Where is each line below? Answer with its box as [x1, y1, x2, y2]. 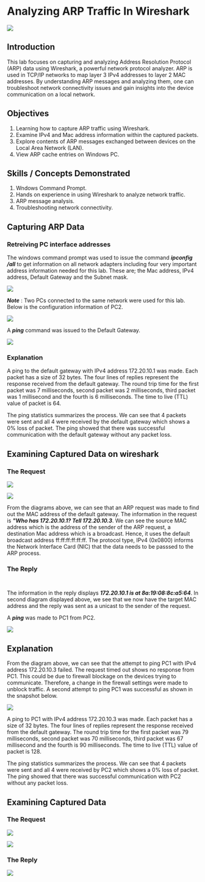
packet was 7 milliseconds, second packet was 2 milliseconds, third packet [7, 387, 196, 394]
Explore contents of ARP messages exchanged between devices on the [15, 138, 196, 145]
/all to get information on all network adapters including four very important [7, 261, 197, 268]
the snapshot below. [7, 692, 58, 700]
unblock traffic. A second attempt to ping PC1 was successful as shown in [7, 686, 193, 693]
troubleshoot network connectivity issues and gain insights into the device [7, 84, 194, 91]
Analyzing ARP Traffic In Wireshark [7, 4, 190, 18]
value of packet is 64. [7, 399, 62, 407]
